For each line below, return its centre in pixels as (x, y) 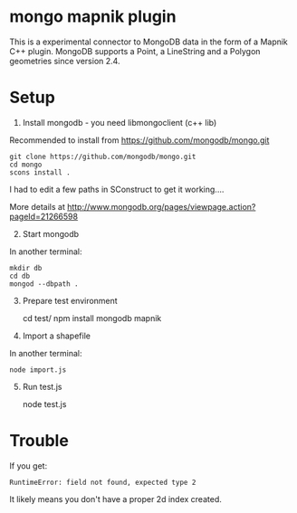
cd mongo (26, 165)
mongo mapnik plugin (93, 17)
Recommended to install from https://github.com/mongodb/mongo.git (139, 140)
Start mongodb (51, 233)
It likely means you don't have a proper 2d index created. (115, 499)
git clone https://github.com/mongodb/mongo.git (103, 157)
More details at (37, 206)
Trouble (39, 441)
